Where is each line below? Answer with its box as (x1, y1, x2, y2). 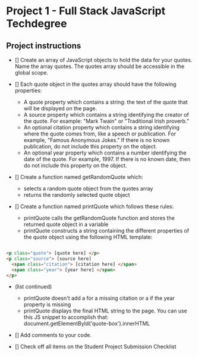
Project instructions (6, 41, 81, 51)
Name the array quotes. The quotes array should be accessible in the (14, 63, 185, 70)
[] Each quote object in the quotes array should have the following (14, 81, 177, 88)
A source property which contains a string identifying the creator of (23, 112, 189, 118)
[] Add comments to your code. (14, 332, 92, 339)
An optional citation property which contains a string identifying (23, 124, 180, 131)
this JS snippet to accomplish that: (23, 314, 109, 321)
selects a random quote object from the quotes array (23, 185, 153, 192)
